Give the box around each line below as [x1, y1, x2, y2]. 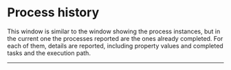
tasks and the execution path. [7, 49, 91, 57]
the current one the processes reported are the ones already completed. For [7, 34, 223, 42]
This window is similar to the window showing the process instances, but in [7, 27, 221, 35]
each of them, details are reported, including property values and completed [7, 41, 223, 50]
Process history [7, 5, 100, 20]
